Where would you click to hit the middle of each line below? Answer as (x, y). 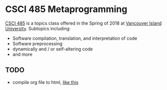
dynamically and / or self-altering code (52, 49)
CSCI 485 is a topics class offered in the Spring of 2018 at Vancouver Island (83, 23)
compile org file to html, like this (45, 82)
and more (22, 54)
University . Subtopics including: (38, 28)
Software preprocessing (37, 43)
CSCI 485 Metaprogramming (66, 9)
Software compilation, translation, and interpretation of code (75, 38)
